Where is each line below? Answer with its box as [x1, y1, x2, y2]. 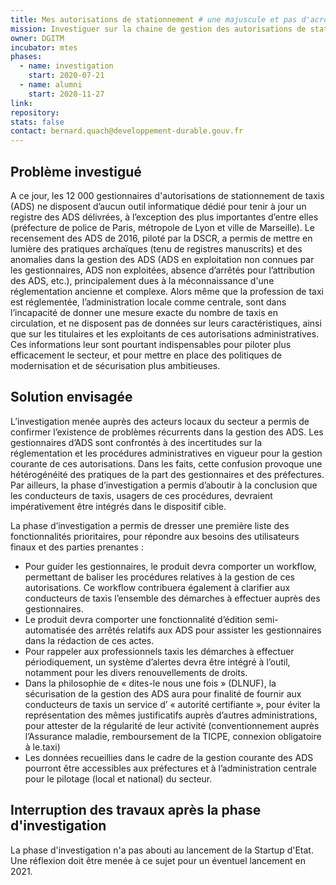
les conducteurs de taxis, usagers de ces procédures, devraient [10, 489, 273, 501]
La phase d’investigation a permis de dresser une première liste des [10, 519, 290, 531]
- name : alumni [19, 80, 83, 90]
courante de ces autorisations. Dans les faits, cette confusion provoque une [10, 457, 323, 470]
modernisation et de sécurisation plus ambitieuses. [10, 359, 221, 371]
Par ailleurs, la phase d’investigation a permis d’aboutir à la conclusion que [10, 479, 318, 491]
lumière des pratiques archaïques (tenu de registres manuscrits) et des [10, 242, 303, 255]
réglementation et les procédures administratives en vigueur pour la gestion [10, 447, 323, 459]
